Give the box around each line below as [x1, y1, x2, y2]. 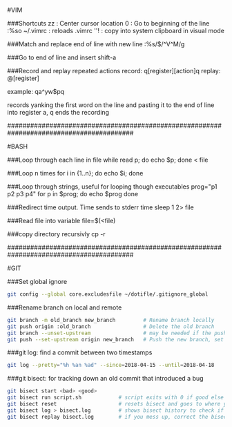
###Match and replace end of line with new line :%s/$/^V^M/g [7, 40, 185, 48]
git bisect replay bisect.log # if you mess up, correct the [7, 413, 209, 420]
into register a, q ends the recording [7, 108, 109, 116]
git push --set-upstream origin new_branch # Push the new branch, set [7, 336, 224, 343]
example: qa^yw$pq [7, 88, 65, 95]
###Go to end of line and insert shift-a [7, 53, 116, 61]
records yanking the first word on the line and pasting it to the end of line [7, 101, 215, 109]
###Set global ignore [7, 278, 68, 285]
